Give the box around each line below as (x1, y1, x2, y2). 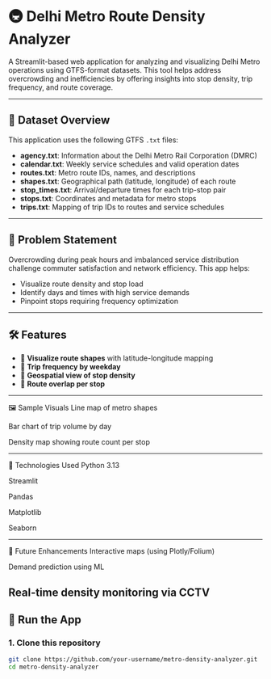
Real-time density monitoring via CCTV (8, 585, 211, 599)
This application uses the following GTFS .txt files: (8, 135, 179, 145)
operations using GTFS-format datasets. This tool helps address (8, 65, 222, 74)
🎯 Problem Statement (8, 233, 118, 247)
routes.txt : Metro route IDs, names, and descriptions (19, 167, 196, 177)
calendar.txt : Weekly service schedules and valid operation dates (19, 159, 240, 169)
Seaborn (8, 523, 37, 533)
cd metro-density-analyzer (8, 663, 99, 672)
